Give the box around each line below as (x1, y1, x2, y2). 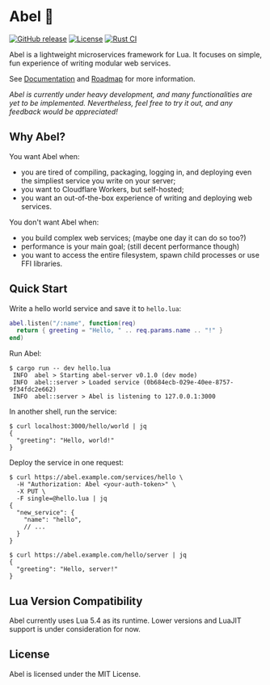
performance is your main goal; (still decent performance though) (20, 242, 240, 251)
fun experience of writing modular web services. (9, 58, 171, 68)
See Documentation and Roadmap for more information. (9, 74, 196, 83)
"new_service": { (16, 509, 75, 517)
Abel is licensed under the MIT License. (9, 669, 141, 679)
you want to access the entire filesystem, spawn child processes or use (20, 250, 259, 259)
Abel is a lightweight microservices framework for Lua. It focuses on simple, (9, 49, 262, 59)
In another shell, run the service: (9, 407, 117, 417)
